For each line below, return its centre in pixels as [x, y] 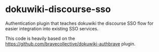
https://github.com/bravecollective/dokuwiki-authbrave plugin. [70, 43]
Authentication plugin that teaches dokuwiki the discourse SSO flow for [79, 23]
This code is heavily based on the [40, 38]
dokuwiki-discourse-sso [58, 9]
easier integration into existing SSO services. [52, 28]
